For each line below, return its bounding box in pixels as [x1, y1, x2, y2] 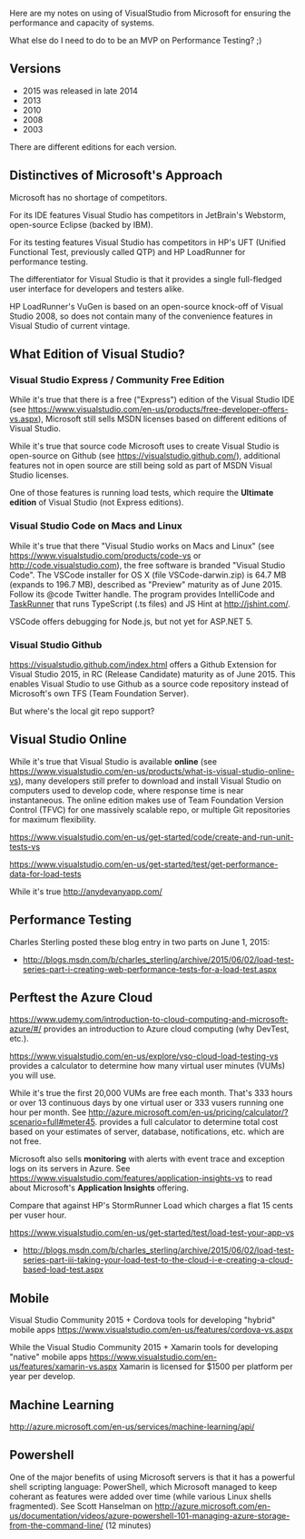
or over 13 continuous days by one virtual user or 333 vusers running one [9, 1098, 284, 1109]
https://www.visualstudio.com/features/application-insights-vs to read [9, 1173, 273, 1184]
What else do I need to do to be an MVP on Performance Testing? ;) [9, 35, 262, 45]
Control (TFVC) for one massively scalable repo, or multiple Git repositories [9, 804, 290, 815]
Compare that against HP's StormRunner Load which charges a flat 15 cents [9, 1200, 293, 1211]
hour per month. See [9, 1107, 87, 1118]
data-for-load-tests [9, 868, 82, 879]
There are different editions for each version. [9, 141, 177, 153]
